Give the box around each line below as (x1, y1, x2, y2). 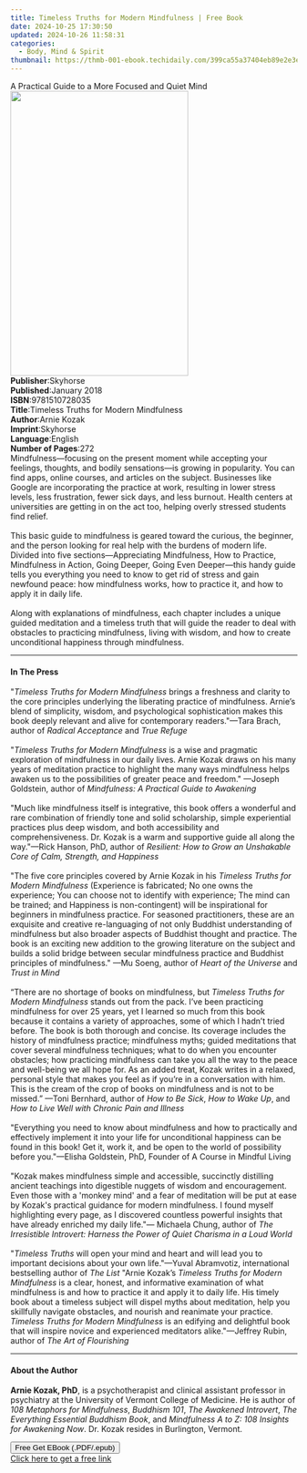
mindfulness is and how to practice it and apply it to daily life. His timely (10, 1287, 280, 1298)
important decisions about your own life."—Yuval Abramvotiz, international (10, 1258, 290, 1269)
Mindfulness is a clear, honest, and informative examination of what (10, 1277, 264, 1288)
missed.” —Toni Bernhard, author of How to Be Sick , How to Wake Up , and (10, 1093, 291, 1104)
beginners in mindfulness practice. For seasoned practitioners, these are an (10, 909, 295, 921)
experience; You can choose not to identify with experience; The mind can (10, 890, 291, 901)
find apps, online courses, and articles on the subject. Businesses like (10, 472, 272, 483)
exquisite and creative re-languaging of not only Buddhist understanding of (10, 919, 292, 930)
